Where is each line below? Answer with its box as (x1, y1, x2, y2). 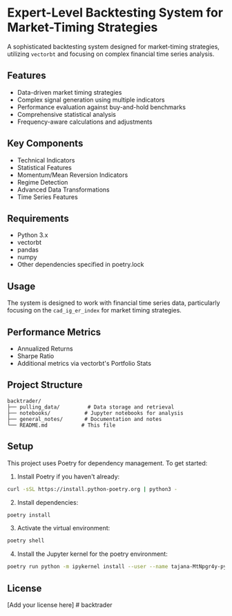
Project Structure (7, 379, 83, 391)
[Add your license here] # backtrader (7, 600, 113, 609)
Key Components (7, 138, 84, 149)
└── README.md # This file (7, 422, 116, 429)
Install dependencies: (17, 498, 79, 506)
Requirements (7, 212, 69, 224)
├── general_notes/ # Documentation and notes (7, 416, 162, 422)
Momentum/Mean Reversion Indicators (17, 171, 128, 179)
